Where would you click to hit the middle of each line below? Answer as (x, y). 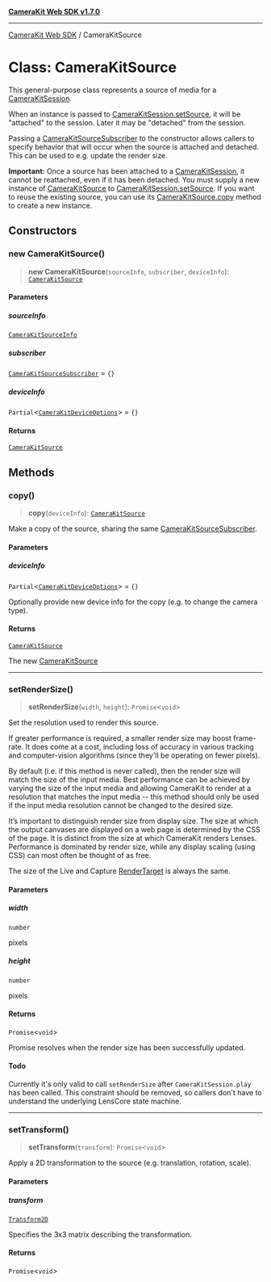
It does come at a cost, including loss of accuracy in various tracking (140, 747)
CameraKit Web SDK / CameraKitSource (75, 35)
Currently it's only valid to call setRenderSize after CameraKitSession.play (130, 1084)
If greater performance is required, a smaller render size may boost (120, 738)
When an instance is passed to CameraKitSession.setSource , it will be (125, 114)
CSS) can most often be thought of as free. (80, 855)
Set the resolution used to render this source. (83, 723)
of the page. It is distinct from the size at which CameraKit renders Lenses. (133, 839)
